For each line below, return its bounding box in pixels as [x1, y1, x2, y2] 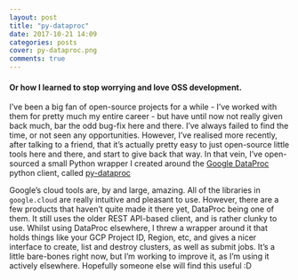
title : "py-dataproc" [9, 21, 90, 30]
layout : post [9, 12, 58, 22]
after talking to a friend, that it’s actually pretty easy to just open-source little [9, 140, 290, 150]
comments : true [9, 54, 66, 63]
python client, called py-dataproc [9, 168, 132, 179]
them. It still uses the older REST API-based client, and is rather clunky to [9, 213, 278, 224]
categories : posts [9, 37, 77, 47]
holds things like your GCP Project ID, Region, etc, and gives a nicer [9, 232, 257, 243]
